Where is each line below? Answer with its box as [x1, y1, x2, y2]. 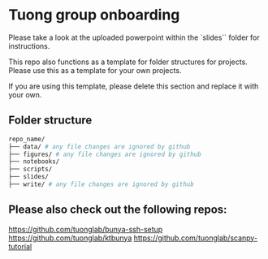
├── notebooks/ [8, 158, 60, 166]
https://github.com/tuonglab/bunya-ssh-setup [8, 224, 163, 234]
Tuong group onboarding [8, 6, 180, 24]
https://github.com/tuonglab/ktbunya [8, 233, 132, 243]
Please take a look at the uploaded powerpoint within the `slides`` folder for [8, 32, 260, 42]
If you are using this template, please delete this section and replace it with [8, 81, 259, 91]
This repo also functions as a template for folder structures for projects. [8, 57, 248, 67]
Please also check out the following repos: [8, 203, 227, 217]
